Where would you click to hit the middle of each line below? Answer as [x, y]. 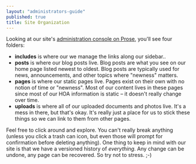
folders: [15, 45]
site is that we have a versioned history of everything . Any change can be [95, 149]
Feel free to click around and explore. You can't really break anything [90, 130]
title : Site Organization [38, 22]
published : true [26, 17]
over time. [27, 100]
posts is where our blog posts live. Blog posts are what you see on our [100, 63]
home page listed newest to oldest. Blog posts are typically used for [97, 69]
